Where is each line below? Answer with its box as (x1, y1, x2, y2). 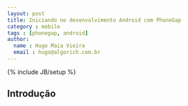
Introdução (7, 88, 56, 100)
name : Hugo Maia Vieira (13, 42, 85, 49)
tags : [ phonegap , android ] (7, 29, 89, 37)
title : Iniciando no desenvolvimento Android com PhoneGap (7, 17, 182, 24)
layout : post (7, 10, 45, 17)
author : (7, 36, 30, 43)
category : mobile (7, 23, 60, 30)
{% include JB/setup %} (7, 67, 76, 76)
